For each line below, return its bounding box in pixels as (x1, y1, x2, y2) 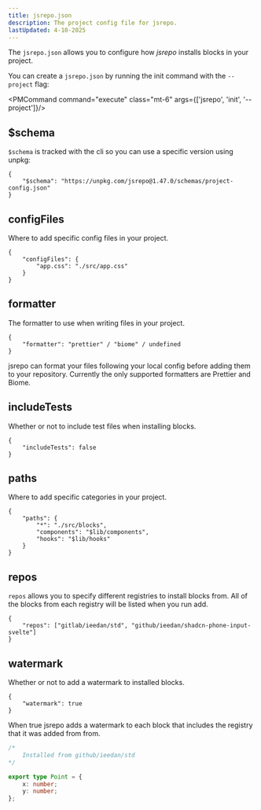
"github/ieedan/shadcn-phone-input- (130, 622, 252, 630)
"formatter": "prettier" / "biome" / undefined (22, 340, 181, 348)
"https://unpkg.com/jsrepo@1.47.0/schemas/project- (61, 178, 234, 186)
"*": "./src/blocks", (36, 521, 108, 529)
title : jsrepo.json (8, 11, 72, 20)
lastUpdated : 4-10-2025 (8, 26, 86, 34)
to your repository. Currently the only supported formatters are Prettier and (8, 369, 252, 378)
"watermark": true (22, 700, 83, 708)
